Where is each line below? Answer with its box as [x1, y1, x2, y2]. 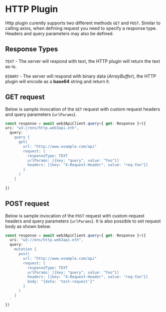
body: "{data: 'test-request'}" [27, 279, 95, 284]
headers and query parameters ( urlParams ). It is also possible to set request [5, 218, 161, 224]
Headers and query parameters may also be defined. [5, 30, 114, 36]
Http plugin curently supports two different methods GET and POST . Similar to [5, 20, 161, 26]
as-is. [5, 63, 17, 69]
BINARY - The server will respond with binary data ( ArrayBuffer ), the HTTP [5, 73, 156, 79]
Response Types [5, 45, 58, 53]
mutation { [14, 247, 37, 252]
